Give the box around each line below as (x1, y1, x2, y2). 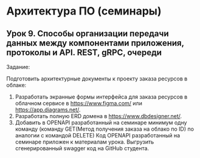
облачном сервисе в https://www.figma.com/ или (15, 100, 143, 107)
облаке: (6, 82, 27, 88)
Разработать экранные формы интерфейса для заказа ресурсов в (15, 93, 188, 100)
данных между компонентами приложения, (6, 38, 184, 48)
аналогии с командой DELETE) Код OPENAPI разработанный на (15, 132, 181, 139)
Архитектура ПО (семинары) (6, 4, 162, 18)
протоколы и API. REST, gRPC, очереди (6, 47, 162, 58)
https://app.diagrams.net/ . (15, 106, 81, 113)
